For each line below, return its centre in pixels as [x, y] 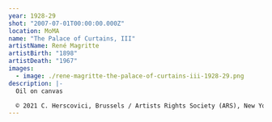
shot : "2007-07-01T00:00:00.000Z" [67, 23]
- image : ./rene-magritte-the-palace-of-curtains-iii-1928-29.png [130, 76]
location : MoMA [34, 31]
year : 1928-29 [32, 16]
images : [21, 69]
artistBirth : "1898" [43, 53]
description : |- [36, 83]
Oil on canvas [39, 91]
